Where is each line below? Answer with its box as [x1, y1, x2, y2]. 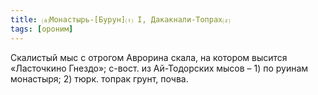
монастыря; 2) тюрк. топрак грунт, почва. [10, 72, 189, 85]
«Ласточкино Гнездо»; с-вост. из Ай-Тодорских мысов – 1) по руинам [10, 62, 309, 74]
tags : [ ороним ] [10, 24, 74, 34]
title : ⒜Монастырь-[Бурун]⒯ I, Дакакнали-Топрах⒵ [10, 14, 231, 25]
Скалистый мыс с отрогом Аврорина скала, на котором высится [10, 51, 288, 63]
